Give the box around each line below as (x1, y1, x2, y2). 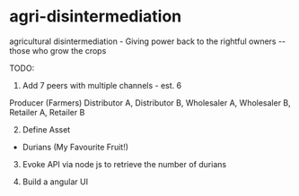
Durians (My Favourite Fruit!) (22, 141, 128, 152)
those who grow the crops (9, 45, 107, 55)
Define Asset (22, 124, 71, 135)
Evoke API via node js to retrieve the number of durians (22, 158, 227, 169)
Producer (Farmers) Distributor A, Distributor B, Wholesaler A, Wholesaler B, (9, 97, 292, 108)
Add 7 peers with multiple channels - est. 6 (22, 80, 182, 90)
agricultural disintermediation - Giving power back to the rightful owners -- (9, 36, 286, 47)
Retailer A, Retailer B (9, 107, 85, 117)
